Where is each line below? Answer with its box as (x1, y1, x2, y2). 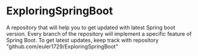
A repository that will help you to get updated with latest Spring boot (6, 24, 176, 31)
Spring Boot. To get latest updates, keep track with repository (6, 36, 159, 43)
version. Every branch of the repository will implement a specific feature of (6, 30, 192, 37)
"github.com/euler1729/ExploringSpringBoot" (6, 43, 119, 50)
